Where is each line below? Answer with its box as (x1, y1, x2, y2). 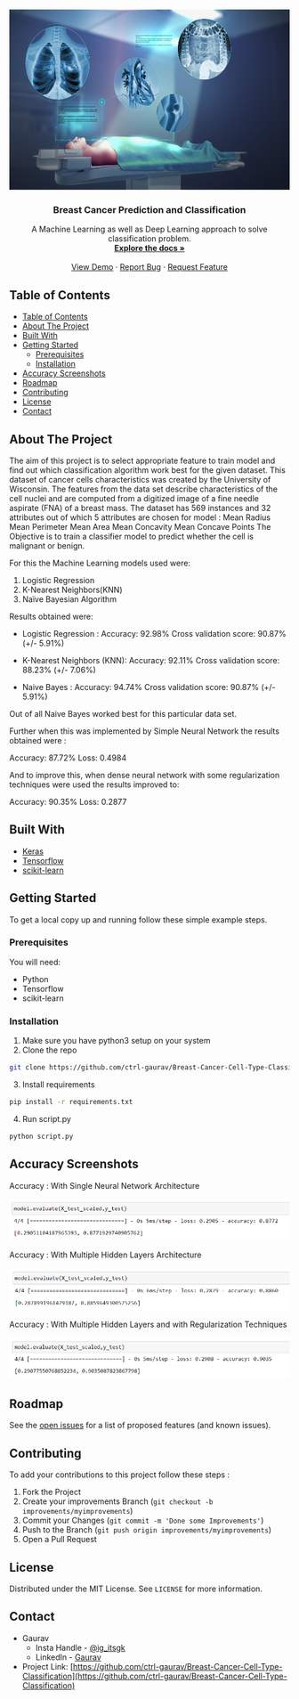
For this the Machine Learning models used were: (9, 557, 191, 568)
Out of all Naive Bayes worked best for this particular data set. (9, 708, 238, 719)
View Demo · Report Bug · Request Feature (70, 262, 229, 272)
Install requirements (21, 1079, 95, 1090)
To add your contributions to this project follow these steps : (9, 1469, 230, 1480)
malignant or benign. (9, 540, 85, 551)
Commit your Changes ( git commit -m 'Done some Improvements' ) (21, 1515, 264, 1526)
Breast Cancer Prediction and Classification (53, 203, 246, 215)
